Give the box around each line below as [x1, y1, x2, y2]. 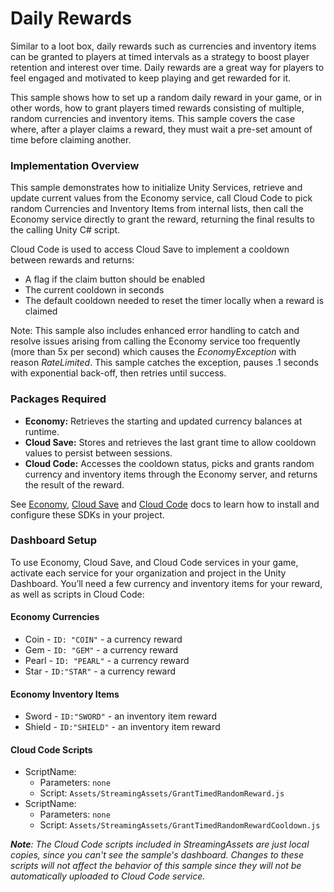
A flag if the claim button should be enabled [24, 273, 206, 286]
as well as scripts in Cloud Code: [10, 588, 145, 600]
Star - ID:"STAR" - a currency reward [24, 665, 177, 677]
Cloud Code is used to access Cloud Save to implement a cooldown [10, 243, 290, 256]
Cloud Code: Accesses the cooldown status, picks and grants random [24, 457, 315, 469]
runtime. [24, 425, 60, 437]
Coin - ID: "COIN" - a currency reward [24, 633, 183, 646]
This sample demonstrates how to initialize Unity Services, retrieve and [10, 182, 303, 194]
